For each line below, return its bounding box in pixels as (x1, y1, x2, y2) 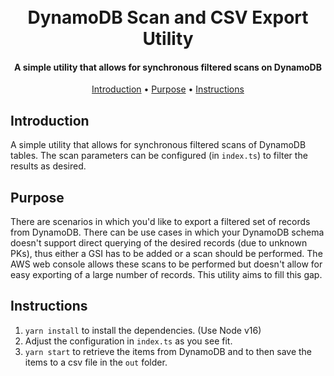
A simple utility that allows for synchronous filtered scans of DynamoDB (10, 139, 307, 151)
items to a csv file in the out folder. (24, 356, 168, 368)
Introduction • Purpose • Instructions (91, 83, 245, 95)
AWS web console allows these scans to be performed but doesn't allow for (10, 258, 323, 270)
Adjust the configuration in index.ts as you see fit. (24, 335, 233, 347)
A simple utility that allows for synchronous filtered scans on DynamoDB (13, 61, 322, 73)
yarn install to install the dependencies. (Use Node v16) (24, 324, 262, 336)
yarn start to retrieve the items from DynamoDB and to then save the (24, 345, 312, 357)
